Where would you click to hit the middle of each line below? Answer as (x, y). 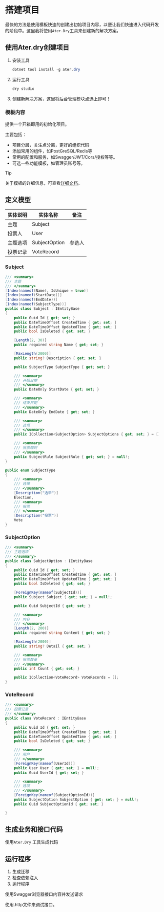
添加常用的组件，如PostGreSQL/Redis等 (52, 151)
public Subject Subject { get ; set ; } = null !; (63, 597)
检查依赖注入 (25, 878)
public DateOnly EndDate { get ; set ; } (54, 412)
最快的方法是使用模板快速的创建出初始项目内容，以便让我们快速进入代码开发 (82, 24)
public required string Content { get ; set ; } (62, 633)
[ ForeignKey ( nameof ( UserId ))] (45, 763)
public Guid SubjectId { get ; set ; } (52, 606)
